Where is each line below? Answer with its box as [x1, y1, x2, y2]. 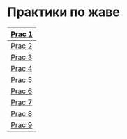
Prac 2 [10, 41, 33, 51]
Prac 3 [10, 52, 33, 62]
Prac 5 [10, 74, 33, 84]
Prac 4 [10, 63, 33, 73]
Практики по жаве [7, 4, 120, 20]
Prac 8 [10, 108, 33, 118]
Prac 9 [10, 120, 33, 129]
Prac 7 [10, 97, 33, 107]
